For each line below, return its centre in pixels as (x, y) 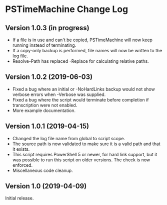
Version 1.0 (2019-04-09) (46, 186)
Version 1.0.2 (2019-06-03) (49, 77)
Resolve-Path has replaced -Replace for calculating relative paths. (80, 61)
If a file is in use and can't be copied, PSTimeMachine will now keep (82, 40)
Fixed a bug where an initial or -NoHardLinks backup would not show (83, 89)
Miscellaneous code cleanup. (43, 170)
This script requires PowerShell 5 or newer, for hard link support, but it (85, 154)
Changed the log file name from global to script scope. (69, 138)
